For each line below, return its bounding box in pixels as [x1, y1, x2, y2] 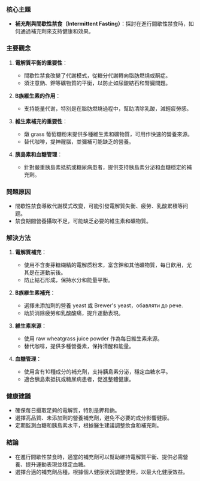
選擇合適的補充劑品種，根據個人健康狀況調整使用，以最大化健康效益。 [14, 468, 189, 476]
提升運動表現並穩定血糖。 [25, 461, 89, 468]
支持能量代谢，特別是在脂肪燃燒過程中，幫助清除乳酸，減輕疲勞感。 [23, 105, 192, 112]
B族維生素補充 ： [14, 289, 56, 296]
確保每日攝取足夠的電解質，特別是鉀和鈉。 [14, 407, 120, 414]
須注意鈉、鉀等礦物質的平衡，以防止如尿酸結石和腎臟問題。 [23, 79, 171, 87]
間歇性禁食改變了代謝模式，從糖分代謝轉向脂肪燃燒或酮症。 [23, 72, 171, 79]
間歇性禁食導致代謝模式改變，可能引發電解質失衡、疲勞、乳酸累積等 [14, 202, 183, 209]
